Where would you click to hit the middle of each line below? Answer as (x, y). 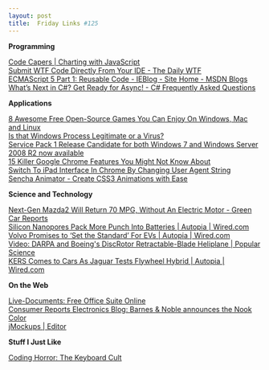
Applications (30, 103)
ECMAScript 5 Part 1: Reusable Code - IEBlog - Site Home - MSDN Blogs (128, 79)
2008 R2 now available (46, 153)
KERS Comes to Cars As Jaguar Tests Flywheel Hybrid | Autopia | (116, 261)
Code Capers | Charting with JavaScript (74, 62)
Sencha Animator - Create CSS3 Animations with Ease (98, 179)
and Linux (25, 127)
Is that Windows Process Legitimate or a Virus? (86, 136)
